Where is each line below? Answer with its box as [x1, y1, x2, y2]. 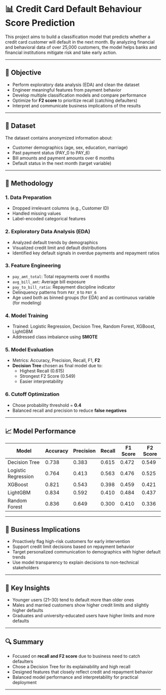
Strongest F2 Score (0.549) [19, 373, 76, 379]
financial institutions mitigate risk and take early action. [5, 50, 117, 55]
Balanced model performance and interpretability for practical [12, 674, 138, 680]
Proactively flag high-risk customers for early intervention [12, 539, 130, 545]
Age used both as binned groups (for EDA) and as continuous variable [12, 295, 155, 300]
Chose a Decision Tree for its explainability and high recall [12, 663, 131, 669]
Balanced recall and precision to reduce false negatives [12, 407, 127, 413]
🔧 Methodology [5, 179, 53, 188]
